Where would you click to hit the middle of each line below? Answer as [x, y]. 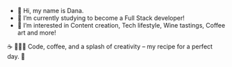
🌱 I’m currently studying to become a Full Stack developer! [101, 18]
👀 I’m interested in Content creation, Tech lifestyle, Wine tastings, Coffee [121, 25]
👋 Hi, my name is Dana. [50, 11]
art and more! [37, 32]
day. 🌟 [16, 56]
